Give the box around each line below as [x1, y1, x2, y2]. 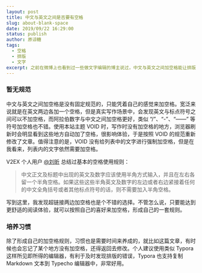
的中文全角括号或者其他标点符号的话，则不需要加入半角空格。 [20, 185, 174, 193]
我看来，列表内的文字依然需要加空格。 [6, 145, 101, 152]
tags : [6, 43, 20, 49]
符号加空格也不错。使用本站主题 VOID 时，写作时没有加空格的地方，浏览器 [6, 122, 191, 130]
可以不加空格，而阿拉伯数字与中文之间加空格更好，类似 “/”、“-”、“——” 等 [11, 115, 196, 122]
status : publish [6, 31, 47, 37]
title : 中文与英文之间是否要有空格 [6, 14, 84, 20]
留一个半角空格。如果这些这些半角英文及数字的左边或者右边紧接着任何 [20, 178, 195, 185]
